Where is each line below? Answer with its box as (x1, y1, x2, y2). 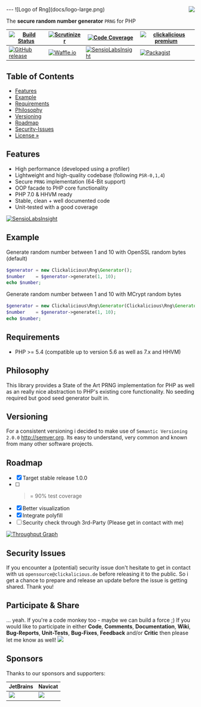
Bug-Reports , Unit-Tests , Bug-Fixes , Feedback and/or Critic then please (6, 629, 188, 636)
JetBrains (8, 683, 33, 690)
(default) (6, 254, 28, 262)
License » (14, 132, 39, 139)
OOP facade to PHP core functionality (14, 184, 108, 191)
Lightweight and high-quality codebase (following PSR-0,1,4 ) (14, 171, 166, 179)
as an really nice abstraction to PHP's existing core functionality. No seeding (6, 388, 194, 395)
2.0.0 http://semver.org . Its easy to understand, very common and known (6, 434, 187, 441)
